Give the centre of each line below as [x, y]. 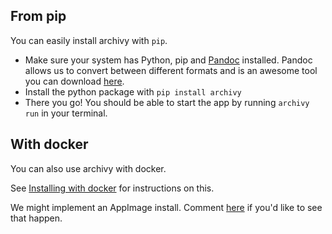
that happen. [36, 218]
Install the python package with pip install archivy [133, 91]
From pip [38, 16]
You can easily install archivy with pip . [89, 40]
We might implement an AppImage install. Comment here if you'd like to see [166, 207]
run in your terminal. [66, 113]
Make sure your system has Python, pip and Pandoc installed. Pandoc [168, 60]
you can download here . [74, 81]
